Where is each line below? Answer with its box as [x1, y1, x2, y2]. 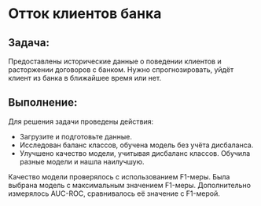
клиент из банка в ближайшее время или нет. [8, 74, 162, 82]
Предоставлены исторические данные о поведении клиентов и [8, 56, 222, 66]
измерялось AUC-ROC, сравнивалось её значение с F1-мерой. [8, 189, 220, 198]
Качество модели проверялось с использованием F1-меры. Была [8, 172, 230, 181]
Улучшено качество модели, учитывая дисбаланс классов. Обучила [19, 148, 251, 157]
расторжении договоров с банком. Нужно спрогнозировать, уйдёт [8, 65, 234, 74]
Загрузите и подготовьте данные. [19, 132, 132, 141]
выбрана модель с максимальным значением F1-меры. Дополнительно [8, 180, 252, 190]
